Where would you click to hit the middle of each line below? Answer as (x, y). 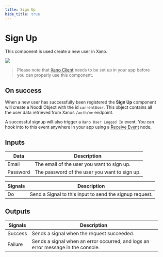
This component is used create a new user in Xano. (56, 51)
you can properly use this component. (55, 75)
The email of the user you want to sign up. (83, 164)
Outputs (18, 212)
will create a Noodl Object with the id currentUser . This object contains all (79, 107)
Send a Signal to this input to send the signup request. (91, 194)
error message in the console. (66, 247)
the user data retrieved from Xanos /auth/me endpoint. (59, 113)
